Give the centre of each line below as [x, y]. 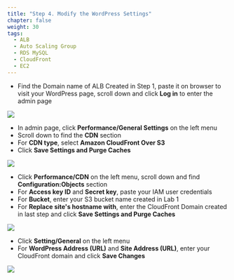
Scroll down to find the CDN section [69, 135]
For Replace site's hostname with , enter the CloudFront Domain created [122, 206]
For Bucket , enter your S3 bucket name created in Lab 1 [98, 199]
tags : [15, 33]
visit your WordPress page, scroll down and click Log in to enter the [115, 93]
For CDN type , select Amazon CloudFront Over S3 [91, 142]
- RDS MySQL [31, 53]
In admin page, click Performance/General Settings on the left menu [117, 128]
